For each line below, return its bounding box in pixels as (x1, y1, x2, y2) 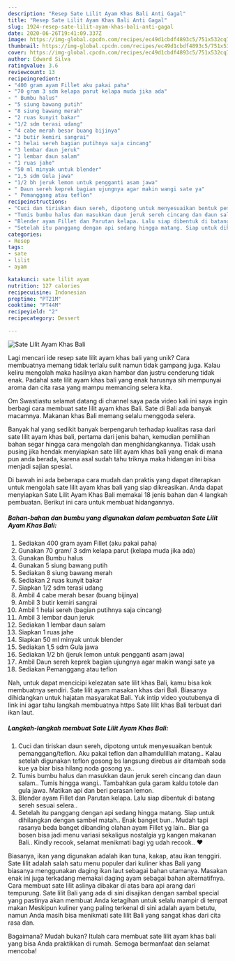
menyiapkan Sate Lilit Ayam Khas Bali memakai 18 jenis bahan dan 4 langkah (8, 490, 228, 499)
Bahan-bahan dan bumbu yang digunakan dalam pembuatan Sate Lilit (8, 514, 218, 522)
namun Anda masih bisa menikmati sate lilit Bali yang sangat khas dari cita (8, 911, 222, 919)
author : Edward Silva (8, 56, 71, 63)
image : (8, 36, 27, 43)
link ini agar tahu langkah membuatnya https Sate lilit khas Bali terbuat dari (8, 701, 222, 709)
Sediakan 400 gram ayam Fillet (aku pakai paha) (17, 539, 158, 547)
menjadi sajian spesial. (8, 462, 73, 470)
